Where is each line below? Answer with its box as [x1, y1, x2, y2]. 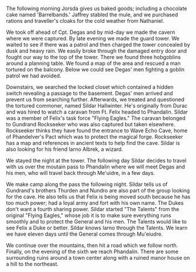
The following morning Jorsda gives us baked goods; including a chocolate [6, 5, 187, 12]
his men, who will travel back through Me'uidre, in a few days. [6, 170, 155, 176]
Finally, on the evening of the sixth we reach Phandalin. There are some [6, 248, 178, 255]
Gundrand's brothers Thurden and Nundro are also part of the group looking [6, 187, 190, 194]
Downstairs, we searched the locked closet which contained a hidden [6, 84, 174, 90]
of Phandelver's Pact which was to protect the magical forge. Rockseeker [6, 133, 183, 140]
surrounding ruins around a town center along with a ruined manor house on [6, 254, 190, 261]
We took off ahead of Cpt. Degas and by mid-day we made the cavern [6, 29, 176, 36]
